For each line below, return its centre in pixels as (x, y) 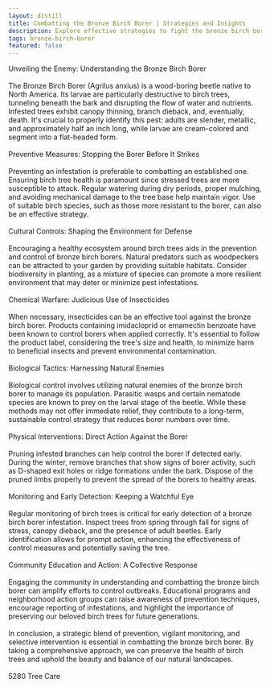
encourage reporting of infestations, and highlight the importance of (121, 608)
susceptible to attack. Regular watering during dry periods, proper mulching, (135, 188)
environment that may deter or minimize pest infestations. (104, 283)
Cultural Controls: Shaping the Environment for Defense (100, 231)
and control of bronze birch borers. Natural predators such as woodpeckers (134, 257)
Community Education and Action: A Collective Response (103, 565)
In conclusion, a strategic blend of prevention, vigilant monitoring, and (124, 634)
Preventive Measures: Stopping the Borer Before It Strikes (104, 155)
